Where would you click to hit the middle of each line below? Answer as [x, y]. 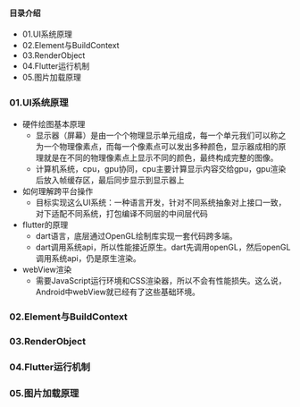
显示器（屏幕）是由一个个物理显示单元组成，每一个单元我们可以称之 [161, 135]
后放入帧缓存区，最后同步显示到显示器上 [110, 180]
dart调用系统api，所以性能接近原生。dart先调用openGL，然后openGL [163, 247]
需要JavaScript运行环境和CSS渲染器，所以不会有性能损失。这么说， [161, 280]
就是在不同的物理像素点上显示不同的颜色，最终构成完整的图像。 [161, 157]
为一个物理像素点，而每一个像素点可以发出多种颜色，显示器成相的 [157, 146]
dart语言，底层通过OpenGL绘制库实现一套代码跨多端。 [137, 235]
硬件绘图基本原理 [54, 123]
